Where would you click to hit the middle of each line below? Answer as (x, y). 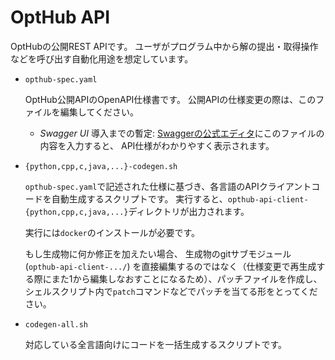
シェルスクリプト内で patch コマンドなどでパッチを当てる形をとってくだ (171, 291)
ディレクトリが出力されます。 (189, 211)
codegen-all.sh (56, 324)
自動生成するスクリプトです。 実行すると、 (139, 198)
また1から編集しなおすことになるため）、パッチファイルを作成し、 (187, 278)
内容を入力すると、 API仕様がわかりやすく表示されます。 (157, 145)
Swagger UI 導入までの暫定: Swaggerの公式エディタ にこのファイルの (182, 133)
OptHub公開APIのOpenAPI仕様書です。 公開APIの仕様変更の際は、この (170, 99)
